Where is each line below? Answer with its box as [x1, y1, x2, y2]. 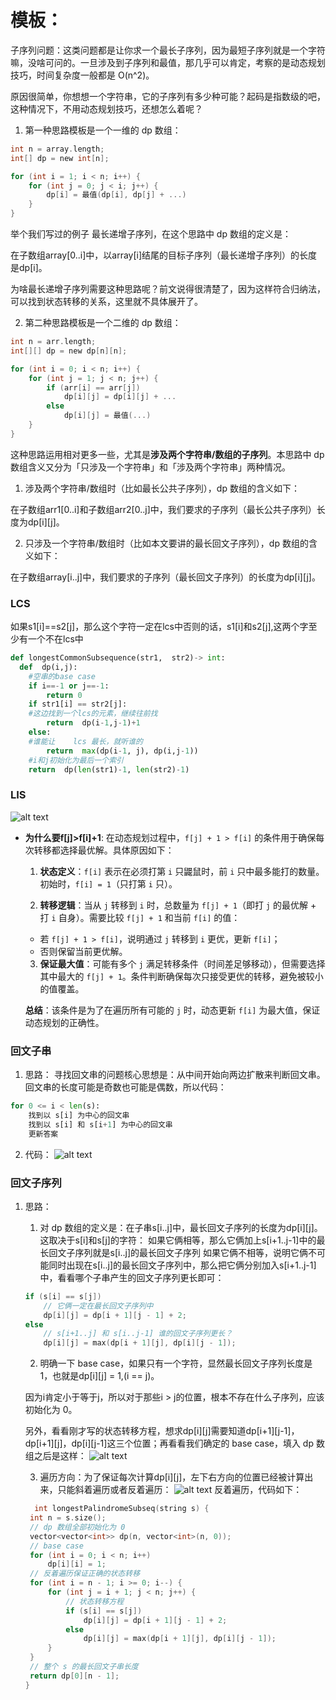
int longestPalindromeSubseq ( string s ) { [34, 1504, 210, 1514]
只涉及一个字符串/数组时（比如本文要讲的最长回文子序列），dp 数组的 [24, 537, 309, 549]
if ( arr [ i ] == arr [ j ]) [46, 382, 141, 393]
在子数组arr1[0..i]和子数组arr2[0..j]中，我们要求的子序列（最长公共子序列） [10, 503, 317, 515]
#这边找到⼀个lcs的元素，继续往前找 [28, 709, 158, 719]
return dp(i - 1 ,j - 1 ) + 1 [46, 718, 141, 728]
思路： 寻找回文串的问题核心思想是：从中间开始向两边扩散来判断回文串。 [24, 1069, 326, 1081]
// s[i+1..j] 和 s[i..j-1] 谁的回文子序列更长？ [43, 1329, 233, 1339]
